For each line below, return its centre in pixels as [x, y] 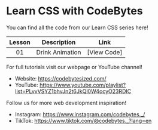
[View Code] [104, 52]
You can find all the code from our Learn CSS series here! [77, 27]
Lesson [20, 42]
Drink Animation [59, 52]
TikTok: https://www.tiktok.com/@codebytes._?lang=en [83, 120]
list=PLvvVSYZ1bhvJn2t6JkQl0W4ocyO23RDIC [73, 91]
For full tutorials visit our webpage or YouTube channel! [74, 67]
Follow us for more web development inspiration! [66, 103]
